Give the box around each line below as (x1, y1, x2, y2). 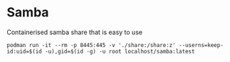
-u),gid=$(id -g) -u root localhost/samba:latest (44, 48, 195, 55)
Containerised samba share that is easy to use (6, 28, 143, 36)
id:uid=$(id (6, 48, 42, 55)
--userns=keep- (178, 41, 224, 48)
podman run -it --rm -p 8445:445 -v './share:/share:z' (6, 41, 176, 48)
